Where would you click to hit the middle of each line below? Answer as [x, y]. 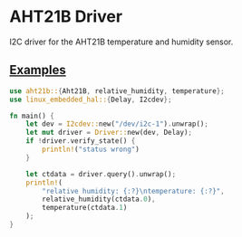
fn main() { [32, 116]
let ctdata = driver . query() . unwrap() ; [101, 174]
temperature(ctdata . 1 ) [85, 208]
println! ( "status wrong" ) [91, 149]
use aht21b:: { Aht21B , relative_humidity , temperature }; [117, 91]
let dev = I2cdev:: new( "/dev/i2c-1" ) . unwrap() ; [117, 124]
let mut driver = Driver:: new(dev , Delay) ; [109, 133]
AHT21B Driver [66, 17]
